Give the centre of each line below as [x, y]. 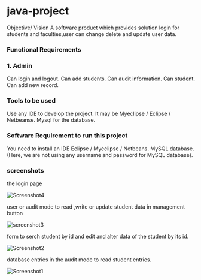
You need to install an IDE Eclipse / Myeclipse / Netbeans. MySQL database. [100, 149]
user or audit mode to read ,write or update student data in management [96, 207]
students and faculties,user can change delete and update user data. [92, 34]
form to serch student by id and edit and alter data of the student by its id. [98, 237]
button [15, 213]
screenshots [25, 170]
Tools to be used [31, 101]
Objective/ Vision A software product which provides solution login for [93, 28]
